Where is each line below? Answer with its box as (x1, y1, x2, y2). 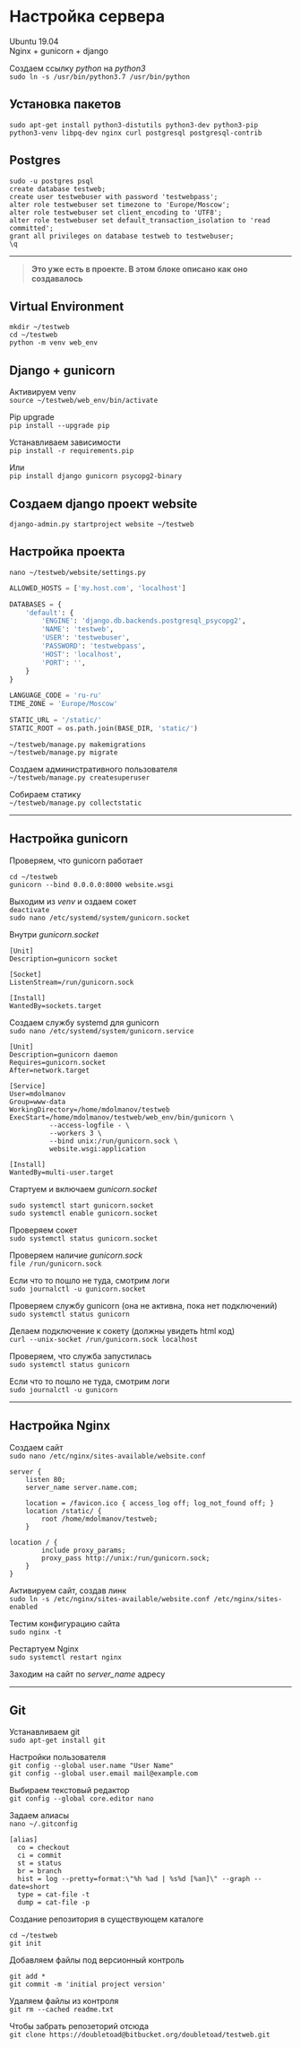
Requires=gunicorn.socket (9, 1058, 106, 1067)
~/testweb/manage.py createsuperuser (9, 773, 150, 782)
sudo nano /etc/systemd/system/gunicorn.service (9, 1026, 194, 1035)
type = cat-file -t (17, 1890, 90, 1899)
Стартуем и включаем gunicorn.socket (9, 1183, 158, 1194)
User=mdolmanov (9, 1089, 66, 1098)
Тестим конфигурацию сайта (9, 1617, 121, 1629)
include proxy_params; (41, 1546, 126, 1555)
